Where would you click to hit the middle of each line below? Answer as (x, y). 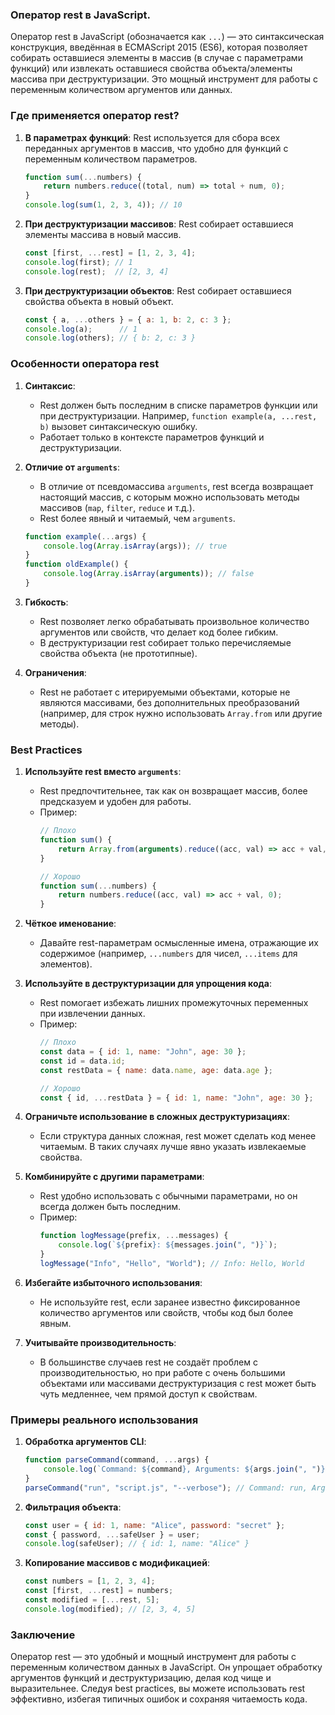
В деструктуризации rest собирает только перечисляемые (165, 642)
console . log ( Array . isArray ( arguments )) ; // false (149, 574)
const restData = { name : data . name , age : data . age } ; (156, 1070)
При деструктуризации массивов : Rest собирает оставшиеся (159, 224)
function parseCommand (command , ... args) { (117, 1460)
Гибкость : (46, 602)
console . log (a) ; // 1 (81, 329)
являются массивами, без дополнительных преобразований (169, 702)
